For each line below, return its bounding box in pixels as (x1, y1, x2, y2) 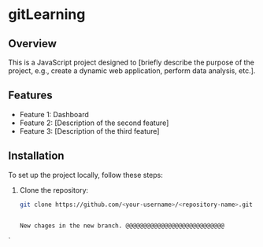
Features (8, 89, 53, 102)
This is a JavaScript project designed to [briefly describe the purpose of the (8, 57, 254, 67)
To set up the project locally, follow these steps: (8, 170, 164, 179)
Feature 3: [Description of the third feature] (19, 126, 160, 135)
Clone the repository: (19, 185, 89, 194)
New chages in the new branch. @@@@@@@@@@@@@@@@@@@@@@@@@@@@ (19, 222, 225, 230)
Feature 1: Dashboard (19, 109, 89, 119)
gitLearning (8, 6, 86, 24)
